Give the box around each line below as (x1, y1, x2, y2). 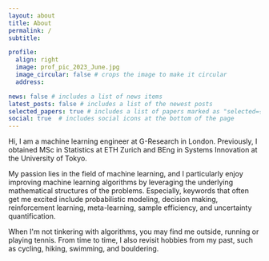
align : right (15, 56, 59, 64)
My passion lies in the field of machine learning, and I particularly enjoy (8, 169, 243, 179)
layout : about (8, 11, 56, 20)
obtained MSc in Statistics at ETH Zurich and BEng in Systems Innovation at (8, 145, 258, 155)
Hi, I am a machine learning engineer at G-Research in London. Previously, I (8, 136, 258, 146)
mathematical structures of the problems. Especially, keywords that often (8, 186, 250, 196)
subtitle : (8, 34, 42, 42)
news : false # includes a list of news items (8, 93, 163, 101)
